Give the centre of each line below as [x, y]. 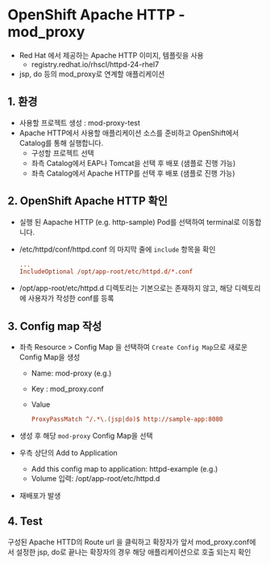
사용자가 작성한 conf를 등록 [71, 298]
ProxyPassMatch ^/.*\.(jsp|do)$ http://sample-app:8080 [127, 420]
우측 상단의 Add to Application [68, 453]
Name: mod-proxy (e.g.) [71, 373]
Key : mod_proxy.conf [67, 389]
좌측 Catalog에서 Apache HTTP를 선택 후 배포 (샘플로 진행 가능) [133, 173]
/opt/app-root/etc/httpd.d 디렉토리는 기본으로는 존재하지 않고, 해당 [126, 289]
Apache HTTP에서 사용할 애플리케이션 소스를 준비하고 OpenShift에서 [129, 133]
